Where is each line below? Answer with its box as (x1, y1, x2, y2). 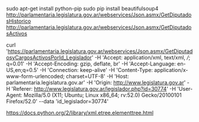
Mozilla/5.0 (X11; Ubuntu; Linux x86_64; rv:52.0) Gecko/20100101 (23, 91, 182, 98)
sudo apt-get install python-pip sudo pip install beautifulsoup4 (6, 5, 159, 12)
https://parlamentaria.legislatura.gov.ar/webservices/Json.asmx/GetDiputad (8, 48, 193, 55)
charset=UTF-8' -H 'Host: (66, 73, 129, 80)
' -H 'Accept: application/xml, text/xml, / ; (91, 54, 191, 61)
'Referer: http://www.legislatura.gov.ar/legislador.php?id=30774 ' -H (11, 85, 176, 92)
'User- (177, 85, 193, 92)
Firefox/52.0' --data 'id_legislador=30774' (6, 98, 109, 105)
